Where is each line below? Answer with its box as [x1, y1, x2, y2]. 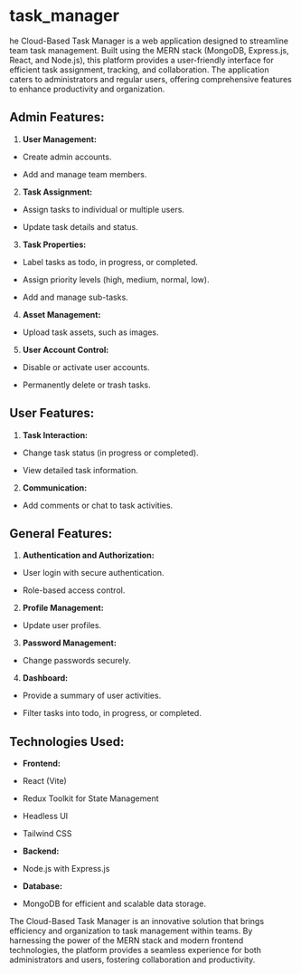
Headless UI [22, 811, 69, 822]
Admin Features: [9, 110, 106, 125]
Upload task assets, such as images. [22, 327, 159, 338]
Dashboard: [22, 673, 69, 683]
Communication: [22, 482, 88, 493]
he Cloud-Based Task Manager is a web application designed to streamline [9, 35, 289, 46]
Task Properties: [22, 239, 87, 250]
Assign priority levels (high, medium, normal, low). [22, 273, 210, 285]
